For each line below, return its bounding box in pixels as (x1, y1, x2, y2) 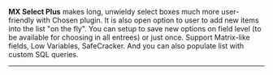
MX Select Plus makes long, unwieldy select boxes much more (8, 7, 220, 16)
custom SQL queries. (8, 50, 79, 59)
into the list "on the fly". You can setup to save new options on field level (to (8, 24, 262, 33)
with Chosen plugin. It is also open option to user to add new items (36, 15, 259, 25)
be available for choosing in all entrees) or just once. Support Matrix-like (8, 32, 250, 42)
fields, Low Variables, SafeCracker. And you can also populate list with (8, 41, 245, 51)
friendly (8, 15, 35, 25)
